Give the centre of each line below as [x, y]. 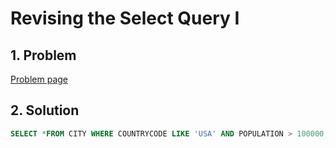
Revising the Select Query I [125, 18]
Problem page [39, 79]
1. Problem [43, 55]
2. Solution [45, 110]
